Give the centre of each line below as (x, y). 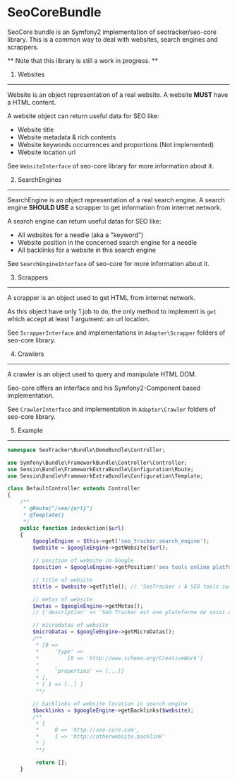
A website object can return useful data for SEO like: (84, 116)
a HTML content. (32, 102)
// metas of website (63, 599)
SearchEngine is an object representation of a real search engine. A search (116, 200)
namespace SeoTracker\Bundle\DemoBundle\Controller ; (86, 450)
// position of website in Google (83, 561)
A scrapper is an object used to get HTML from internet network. (102, 297)
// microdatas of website (71, 625)
